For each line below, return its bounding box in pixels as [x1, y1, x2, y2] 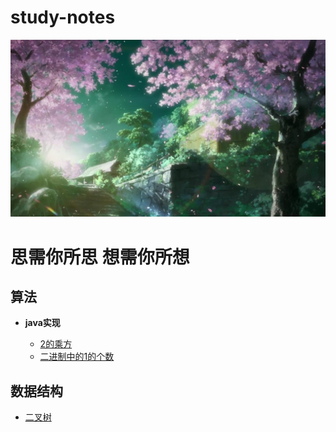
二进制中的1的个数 [39, 351, 115, 363]
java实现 [24, 317, 61, 329]
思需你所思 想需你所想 [10, 246, 190, 268]
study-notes [10, 6, 116, 29]
